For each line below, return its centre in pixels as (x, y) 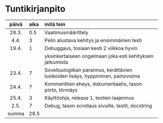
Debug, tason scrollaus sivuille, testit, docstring (98, 106)
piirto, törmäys (61, 90)
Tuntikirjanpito (35, 9)
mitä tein (55, 24)
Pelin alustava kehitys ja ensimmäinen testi (93, 40)
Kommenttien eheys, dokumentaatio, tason (93, 84)
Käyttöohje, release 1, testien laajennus (89, 98)
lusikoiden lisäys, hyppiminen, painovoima (92, 76)
